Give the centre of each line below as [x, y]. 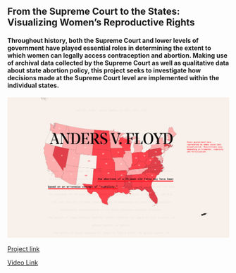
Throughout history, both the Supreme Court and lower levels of [103, 40]
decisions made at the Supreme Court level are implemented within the [113, 77]
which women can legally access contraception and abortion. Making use [117, 55]
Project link [24, 249]
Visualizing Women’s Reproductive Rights [101, 23]
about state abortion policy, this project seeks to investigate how [104, 70]
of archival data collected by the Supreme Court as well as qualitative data [118, 63]
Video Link [23, 262]
